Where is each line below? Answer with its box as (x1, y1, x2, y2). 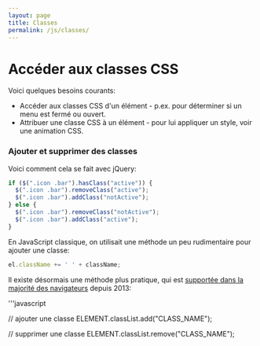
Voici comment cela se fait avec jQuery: (8, 164, 137, 173)
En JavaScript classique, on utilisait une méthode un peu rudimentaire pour (8, 237, 251, 246)
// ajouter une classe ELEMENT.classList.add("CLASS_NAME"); (8, 314, 213, 323)
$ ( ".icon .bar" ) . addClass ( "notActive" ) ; (15, 193, 149, 201)
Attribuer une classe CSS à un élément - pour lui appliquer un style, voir (19, 118, 253, 127)
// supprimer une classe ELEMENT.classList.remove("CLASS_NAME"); (8, 329, 236, 338)
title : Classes (8, 19, 58, 27)
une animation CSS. (19, 127, 84, 136)
